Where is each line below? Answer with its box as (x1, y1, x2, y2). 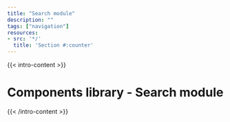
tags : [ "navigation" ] (7, 23, 70, 29)
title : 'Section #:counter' (13, 42, 94, 49)
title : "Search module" (7, 10, 76, 17)
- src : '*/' (7, 36, 41, 42)
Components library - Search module (7, 85, 224, 100)
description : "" (7, 16, 54, 23)
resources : (7, 29, 39, 36)
